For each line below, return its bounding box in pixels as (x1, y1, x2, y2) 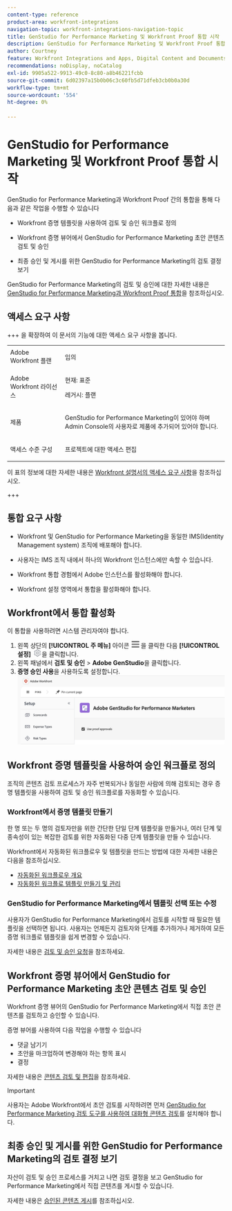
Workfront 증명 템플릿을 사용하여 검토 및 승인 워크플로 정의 (17, 218, 177, 227)
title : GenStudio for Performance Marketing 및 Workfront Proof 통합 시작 (7, 33, 220, 40)
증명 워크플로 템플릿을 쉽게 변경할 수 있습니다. (7, 932, 131, 942)
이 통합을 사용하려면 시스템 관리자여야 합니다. (7, 627, 129, 635)
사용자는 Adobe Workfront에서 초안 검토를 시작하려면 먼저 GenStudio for (7, 1101, 206, 1109)
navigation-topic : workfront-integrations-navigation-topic (7, 26, 184, 33)
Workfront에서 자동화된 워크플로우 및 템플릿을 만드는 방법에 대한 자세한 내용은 (7, 847, 218, 856)
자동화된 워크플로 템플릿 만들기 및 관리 (17, 879, 121, 887)
